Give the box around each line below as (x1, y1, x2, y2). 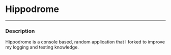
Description (5, 27, 35, 34)
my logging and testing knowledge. (5, 44, 79, 50)
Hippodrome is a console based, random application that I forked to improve (5, 39, 165, 45)
